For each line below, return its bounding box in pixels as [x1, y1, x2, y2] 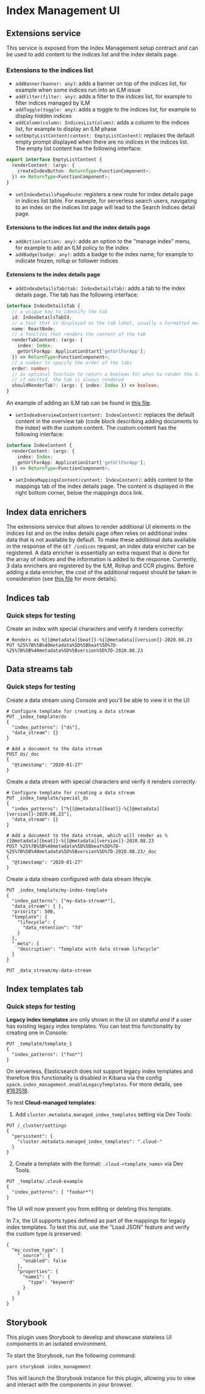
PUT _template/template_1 [6, 1041, 72, 1047]
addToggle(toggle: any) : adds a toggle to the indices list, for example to [15, 106, 196, 113]
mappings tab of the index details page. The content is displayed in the [15, 482, 194, 490]
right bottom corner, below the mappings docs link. [15, 489, 144, 496]
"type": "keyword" [28, 1279, 75, 1286]
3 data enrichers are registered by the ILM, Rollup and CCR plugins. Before [6, 562, 194, 569]
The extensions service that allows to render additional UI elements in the [6, 523, 191, 531]
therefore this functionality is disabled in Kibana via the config [6, 1074, 162, 1082]
